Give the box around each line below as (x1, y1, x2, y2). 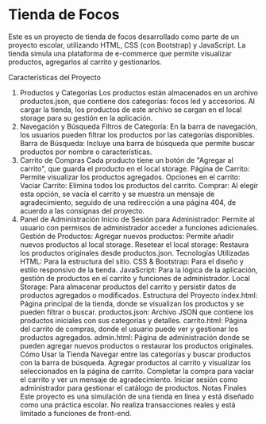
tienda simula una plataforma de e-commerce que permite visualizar (8, 48, 232, 58)
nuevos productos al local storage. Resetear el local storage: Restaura (19, 240, 249, 249)
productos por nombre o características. (19, 147, 152, 156)
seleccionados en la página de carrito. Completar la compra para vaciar (19, 366, 255, 376)
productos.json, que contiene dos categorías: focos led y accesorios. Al (19, 96, 256, 106)
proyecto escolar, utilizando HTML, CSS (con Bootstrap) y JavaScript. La (8, 40, 246, 49)
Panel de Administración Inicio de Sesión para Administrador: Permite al (19, 214, 256, 224)
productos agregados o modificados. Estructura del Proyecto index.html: (19, 290, 258, 299)
